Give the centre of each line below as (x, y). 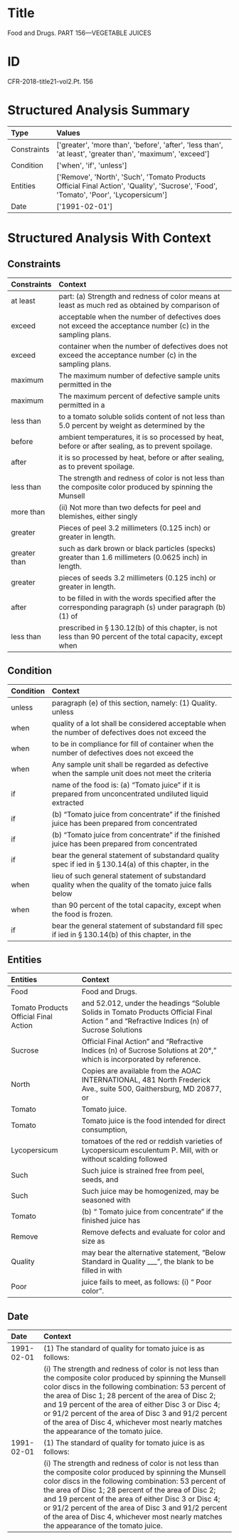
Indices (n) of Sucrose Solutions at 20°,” (149, 1050)
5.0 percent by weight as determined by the (132, 425)
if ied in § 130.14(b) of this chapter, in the (122, 934)
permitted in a (82, 405)
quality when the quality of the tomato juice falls (132, 884)
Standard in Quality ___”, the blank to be (148, 1261)
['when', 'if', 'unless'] (92, 165)
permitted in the (85, 384)
